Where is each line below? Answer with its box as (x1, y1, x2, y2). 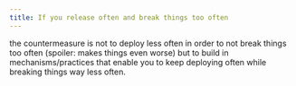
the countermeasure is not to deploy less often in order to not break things (9, 38, 287, 48)
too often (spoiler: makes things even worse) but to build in (9, 47, 229, 58)
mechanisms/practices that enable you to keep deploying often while (9, 56, 267, 67)
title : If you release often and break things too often (9, 13, 229, 22)
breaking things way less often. (9, 66, 127, 77)
